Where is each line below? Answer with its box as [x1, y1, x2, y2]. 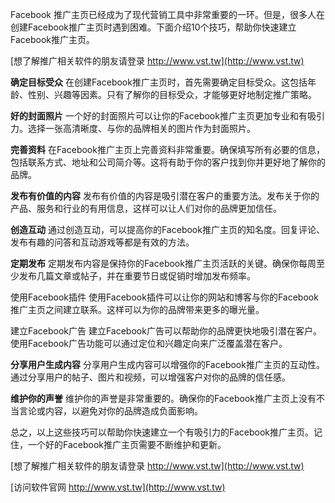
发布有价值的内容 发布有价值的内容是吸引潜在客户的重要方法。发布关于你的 [10, 190, 320, 202]
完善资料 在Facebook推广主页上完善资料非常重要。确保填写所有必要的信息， [10, 144, 325, 155]
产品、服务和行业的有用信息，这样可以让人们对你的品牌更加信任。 [10, 203, 282, 214]
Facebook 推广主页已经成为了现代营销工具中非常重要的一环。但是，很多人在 [10, 9, 325, 20]
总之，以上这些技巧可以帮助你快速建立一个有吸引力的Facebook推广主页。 [10, 426, 314, 438]
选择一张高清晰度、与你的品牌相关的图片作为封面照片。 [27, 123, 256, 134]
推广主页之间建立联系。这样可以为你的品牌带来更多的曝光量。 [10, 304, 265, 315]
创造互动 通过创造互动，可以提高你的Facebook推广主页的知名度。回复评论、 [10, 224, 325, 235]
